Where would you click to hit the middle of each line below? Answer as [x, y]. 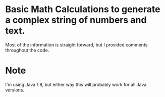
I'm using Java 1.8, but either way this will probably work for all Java [76, 84]
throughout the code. [27, 50]
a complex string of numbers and [76, 20]
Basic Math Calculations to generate [83, 9]
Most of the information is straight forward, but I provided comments [76, 44]
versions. [15, 90]
